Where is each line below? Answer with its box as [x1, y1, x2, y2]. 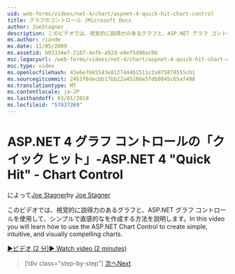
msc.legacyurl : [7, 56, 52, 63]
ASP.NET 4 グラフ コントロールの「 [7, 134, 213, 150]
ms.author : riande [7, 36, 61, 43]
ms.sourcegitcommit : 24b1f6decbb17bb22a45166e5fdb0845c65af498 [7, 75, 196, 83]
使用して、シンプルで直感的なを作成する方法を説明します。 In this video [19, 214, 225, 223]
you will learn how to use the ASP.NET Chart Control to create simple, [7, 222, 208, 231]
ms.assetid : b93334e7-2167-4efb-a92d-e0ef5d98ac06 [7, 50, 158, 57]
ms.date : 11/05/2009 [7, 43, 68, 50]
